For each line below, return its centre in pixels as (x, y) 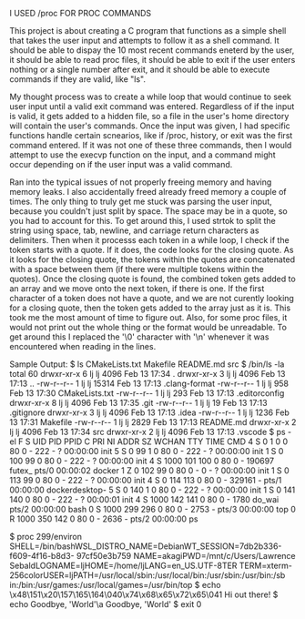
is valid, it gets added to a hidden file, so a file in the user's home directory (149, 116)
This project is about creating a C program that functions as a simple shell (148, 30)
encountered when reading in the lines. (83, 346)
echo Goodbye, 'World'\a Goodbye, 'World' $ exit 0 (106, 604)
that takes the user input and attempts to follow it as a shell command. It (144, 41)
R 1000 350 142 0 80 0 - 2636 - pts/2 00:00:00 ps (104, 519)
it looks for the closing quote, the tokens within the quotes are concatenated (152, 259)
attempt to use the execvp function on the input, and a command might (142, 155)
